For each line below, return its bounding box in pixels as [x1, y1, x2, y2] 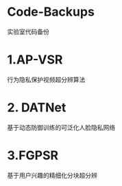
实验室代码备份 [7, 27, 49, 36]
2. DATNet [7, 100, 66, 116]
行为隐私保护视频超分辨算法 [7, 75, 86, 83]
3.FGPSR [7, 148, 59, 163]
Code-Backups [7, 4, 95, 20]
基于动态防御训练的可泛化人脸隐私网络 [7, 123, 115, 131]
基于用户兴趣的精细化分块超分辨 [7, 171, 97, 179]
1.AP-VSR [7, 52, 63, 68]
